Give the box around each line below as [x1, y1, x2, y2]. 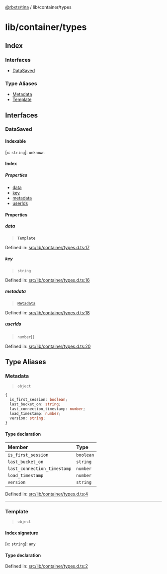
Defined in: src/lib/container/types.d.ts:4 [5, 491, 88, 497]
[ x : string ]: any [5, 541, 36, 547]
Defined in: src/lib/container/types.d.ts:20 [5, 343, 91, 349]
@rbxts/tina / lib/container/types [5, 4, 72, 10]
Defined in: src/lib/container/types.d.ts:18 [5, 309, 90, 315]
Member [7, 444, 28, 451]
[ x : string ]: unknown [5, 149, 45, 155]
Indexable [5, 138, 26, 144]
